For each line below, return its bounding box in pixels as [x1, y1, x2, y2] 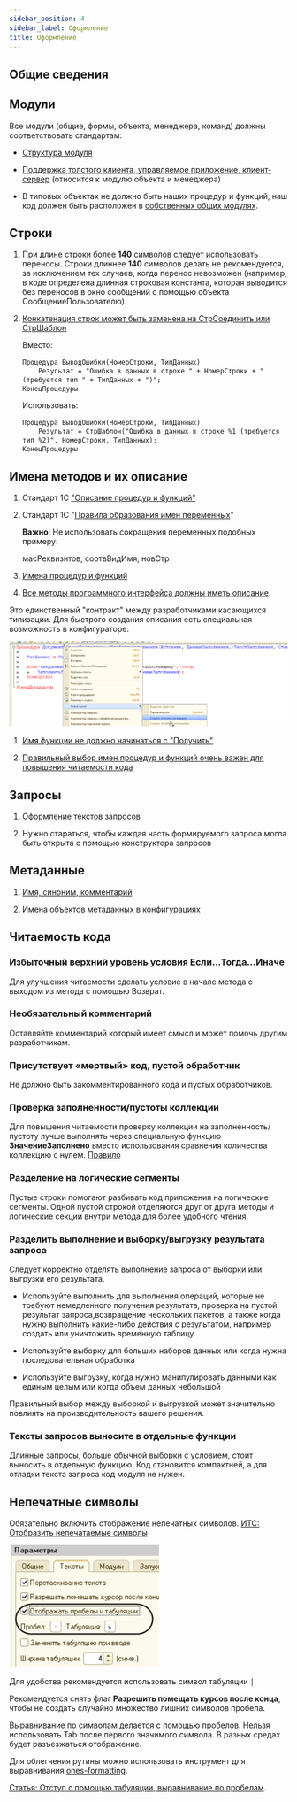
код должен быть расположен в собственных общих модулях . [21, 200, 259, 211]
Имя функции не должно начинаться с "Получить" [21, 735, 214, 746]
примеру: [21, 536, 59, 547]
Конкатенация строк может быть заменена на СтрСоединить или [21, 313, 270, 324]
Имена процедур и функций [21, 571, 128, 581]
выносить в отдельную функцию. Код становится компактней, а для [9, 1459, 268, 1470]
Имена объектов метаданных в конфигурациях [21, 904, 201, 914]
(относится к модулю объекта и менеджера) [51, 173, 221, 184]
